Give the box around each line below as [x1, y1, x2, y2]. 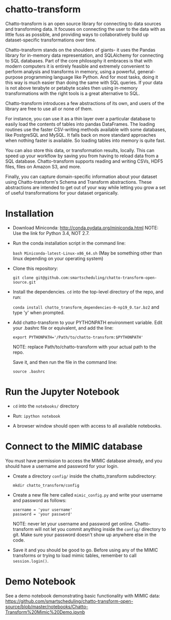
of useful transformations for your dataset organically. [5, 189, 119, 196]
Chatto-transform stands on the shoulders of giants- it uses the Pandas [5, 47, 156, 53]
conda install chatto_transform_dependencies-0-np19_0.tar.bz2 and [12, 304, 159, 310]
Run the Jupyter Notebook [5, 386, 120, 398]
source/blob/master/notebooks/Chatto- [5, 603, 88, 610]
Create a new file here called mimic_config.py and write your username [12, 491, 163, 498]
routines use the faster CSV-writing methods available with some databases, [5, 126, 166, 133]
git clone [12, 275, 34, 280]
